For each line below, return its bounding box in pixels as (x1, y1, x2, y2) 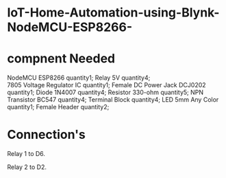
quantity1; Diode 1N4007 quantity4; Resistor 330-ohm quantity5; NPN (7, 88, 204, 97)
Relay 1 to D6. (7, 150, 46, 158)
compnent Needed (7, 51, 115, 67)
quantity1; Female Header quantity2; (7, 103, 110, 111)
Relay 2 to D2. (7, 163, 47, 171)
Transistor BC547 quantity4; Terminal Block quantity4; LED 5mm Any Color (7, 96, 219, 104)
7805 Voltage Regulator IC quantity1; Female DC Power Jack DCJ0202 (7, 81, 207, 89)
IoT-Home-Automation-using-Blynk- (7, 5, 220, 21)
